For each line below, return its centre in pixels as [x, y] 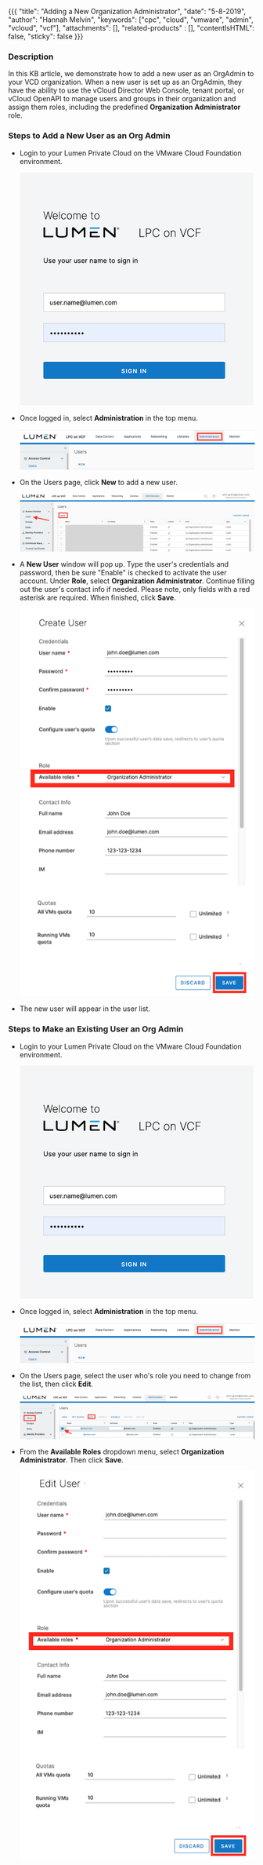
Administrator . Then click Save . [71, 1460]
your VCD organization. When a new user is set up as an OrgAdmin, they [125, 82]
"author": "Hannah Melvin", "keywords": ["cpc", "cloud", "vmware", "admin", [131, 20]
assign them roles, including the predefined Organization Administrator [124, 107]
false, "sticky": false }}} [46, 36]
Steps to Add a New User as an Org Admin [89, 136]
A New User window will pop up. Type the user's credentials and [124, 564]
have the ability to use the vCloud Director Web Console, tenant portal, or [126, 90]
